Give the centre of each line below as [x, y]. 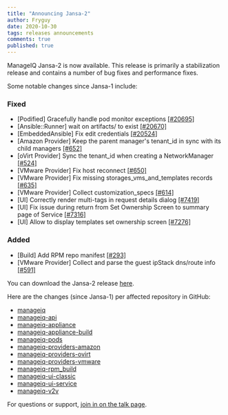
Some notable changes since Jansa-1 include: [72, 86]
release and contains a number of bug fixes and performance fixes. [103, 73]
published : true [30, 46]
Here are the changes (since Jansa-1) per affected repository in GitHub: [109, 296]
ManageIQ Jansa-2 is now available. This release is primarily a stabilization [114, 65]
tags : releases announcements [51, 33]
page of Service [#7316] [51, 214]
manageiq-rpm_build [47, 369]
